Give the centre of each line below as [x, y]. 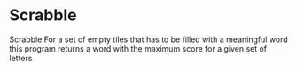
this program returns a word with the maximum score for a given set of [138, 48]
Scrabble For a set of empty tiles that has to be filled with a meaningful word [148, 39]
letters [21, 58]
